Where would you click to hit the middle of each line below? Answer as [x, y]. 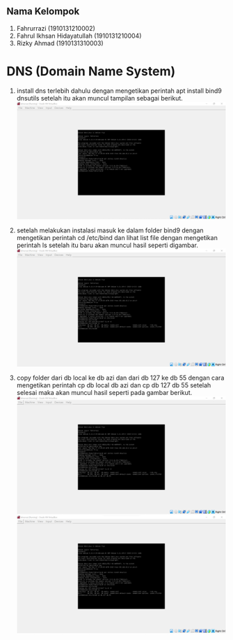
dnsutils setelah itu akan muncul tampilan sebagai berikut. [100, 98]
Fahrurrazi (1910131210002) [56, 28]
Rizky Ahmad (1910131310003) [60, 43]
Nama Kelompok [43, 12]
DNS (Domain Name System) [91, 71]
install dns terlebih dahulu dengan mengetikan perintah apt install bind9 [119, 91]
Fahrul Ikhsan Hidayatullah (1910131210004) [79, 36]
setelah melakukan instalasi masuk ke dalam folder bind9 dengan [110, 230]
